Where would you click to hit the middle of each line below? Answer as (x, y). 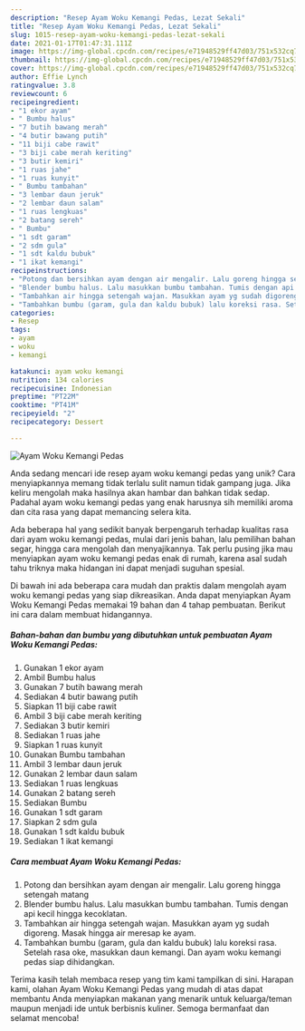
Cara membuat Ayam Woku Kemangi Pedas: (96, 861)
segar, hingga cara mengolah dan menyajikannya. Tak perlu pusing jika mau (152, 549)
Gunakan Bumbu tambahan (74, 754)
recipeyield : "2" (43, 413)
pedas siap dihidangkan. (69, 961)
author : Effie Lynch (49, 77)
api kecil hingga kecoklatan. (75, 913)
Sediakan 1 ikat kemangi (68, 841)
